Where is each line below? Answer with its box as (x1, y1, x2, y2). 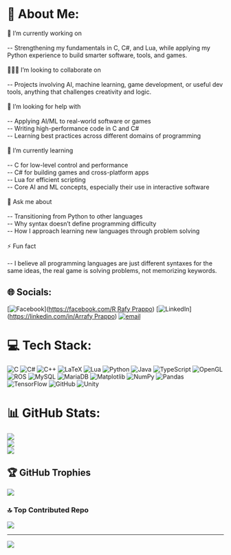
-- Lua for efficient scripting (7, 175, 86, 183)
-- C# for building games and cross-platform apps (7, 168, 149, 176)
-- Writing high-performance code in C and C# (7, 124, 140, 132)
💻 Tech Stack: (7, 337, 92, 353)
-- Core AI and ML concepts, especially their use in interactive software (7, 183, 210, 191)
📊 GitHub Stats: (7, 405, 101, 421)
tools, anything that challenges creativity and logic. (7, 88, 152, 96)
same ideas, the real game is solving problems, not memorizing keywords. (7, 266, 217, 274)
